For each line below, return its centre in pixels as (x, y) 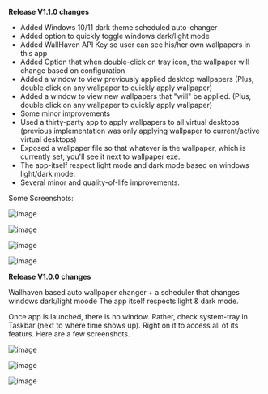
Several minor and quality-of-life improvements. (100, 182)
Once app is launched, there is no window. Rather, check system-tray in (128, 317)
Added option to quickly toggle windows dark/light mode (115, 36)
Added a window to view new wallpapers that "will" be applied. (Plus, (136, 96)
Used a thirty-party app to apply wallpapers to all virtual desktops (130, 122)
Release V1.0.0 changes (50, 276)
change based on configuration (72, 71)
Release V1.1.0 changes (49, 12)
